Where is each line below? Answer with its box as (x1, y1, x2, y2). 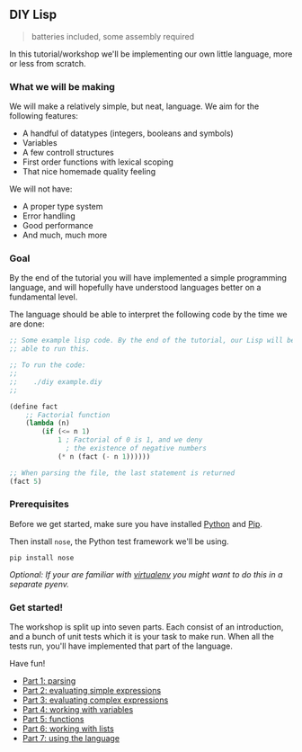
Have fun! (9, 658, 46, 669)
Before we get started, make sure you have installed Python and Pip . (9, 518, 263, 529)
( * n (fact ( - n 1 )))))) (57, 452, 151, 461)
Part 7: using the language (22, 733, 120, 744)
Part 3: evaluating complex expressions (22, 694, 169, 705)
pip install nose (9, 553, 75, 562)
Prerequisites (9, 498, 69, 511)
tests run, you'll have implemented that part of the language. (9, 640, 234, 651)
